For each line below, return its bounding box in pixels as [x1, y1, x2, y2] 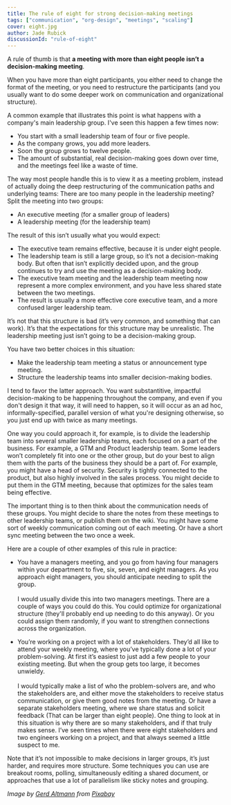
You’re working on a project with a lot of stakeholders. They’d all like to [17, 638, 219, 646]
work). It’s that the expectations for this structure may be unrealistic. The [7, 324, 214, 333]
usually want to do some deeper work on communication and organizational [7, 91, 223, 99]
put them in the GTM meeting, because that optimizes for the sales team [7, 481, 213, 489]
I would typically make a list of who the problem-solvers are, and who [17, 682, 216, 690]
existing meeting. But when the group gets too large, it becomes [17, 660, 201, 669]
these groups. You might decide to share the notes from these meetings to [7, 509, 219, 517]
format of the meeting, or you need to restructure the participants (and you [7, 83, 221, 91]
